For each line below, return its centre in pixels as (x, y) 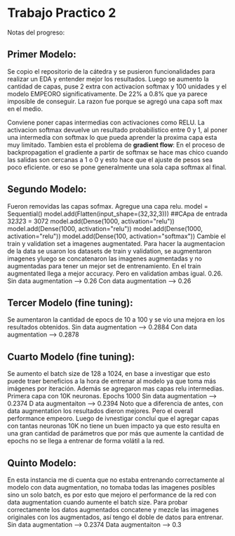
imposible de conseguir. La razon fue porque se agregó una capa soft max (115, 101)
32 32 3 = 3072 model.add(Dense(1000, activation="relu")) (91, 221)
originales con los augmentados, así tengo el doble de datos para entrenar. (115, 517)
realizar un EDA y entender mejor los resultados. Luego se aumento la (108, 79)
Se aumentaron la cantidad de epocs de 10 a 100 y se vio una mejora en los (116, 320)
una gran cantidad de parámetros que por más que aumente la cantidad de (116, 433)
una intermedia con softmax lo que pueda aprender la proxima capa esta (112, 137)
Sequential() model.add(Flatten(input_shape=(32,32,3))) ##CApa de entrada (117, 214)
